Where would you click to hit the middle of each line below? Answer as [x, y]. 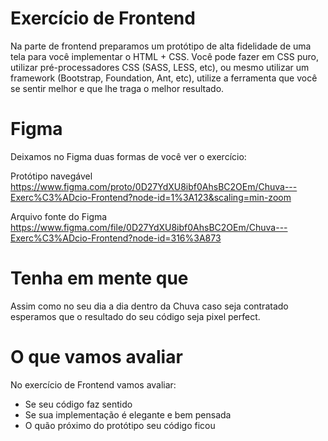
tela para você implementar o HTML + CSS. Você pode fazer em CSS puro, [164, 56]
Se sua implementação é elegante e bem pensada [128, 414]
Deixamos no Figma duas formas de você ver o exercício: [128, 156]
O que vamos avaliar [96, 357]
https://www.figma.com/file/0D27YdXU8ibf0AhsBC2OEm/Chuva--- [149, 227]
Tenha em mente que [99, 278]
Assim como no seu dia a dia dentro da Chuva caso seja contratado [149, 306]
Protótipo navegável [51, 176]
